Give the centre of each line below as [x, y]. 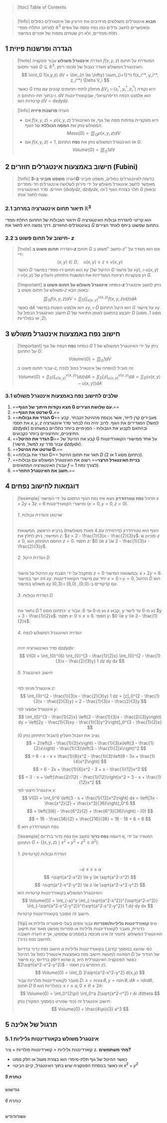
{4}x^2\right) [86, 761]
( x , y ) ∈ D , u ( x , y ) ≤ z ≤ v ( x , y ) [90, 262]
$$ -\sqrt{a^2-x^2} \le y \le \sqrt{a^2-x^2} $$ [90, 877]
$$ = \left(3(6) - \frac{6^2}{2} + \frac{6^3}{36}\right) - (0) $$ [90, 811]
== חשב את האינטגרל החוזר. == [44, 470]
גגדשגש [12, 1089]
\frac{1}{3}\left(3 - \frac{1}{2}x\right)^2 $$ [103, 748]
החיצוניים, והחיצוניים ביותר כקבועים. [46, 433]
